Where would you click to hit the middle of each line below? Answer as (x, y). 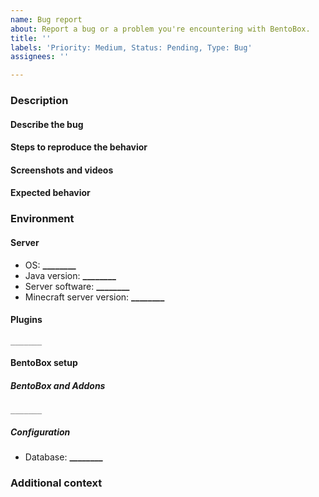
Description (39, 101)
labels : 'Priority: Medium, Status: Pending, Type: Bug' (131, 47)
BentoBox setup (44, 363)
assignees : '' (40, 57)
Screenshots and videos (62, 170)
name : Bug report (46, 19)
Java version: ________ (70, 275)
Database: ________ (63, 457)
